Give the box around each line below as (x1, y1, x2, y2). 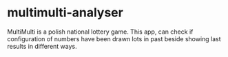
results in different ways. (7, 42, 77, 50)
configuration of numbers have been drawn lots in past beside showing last (7, 34, 222, 43)
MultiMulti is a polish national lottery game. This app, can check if (7, 27, 194, 36)
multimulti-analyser (7, 5, 124, 21)
